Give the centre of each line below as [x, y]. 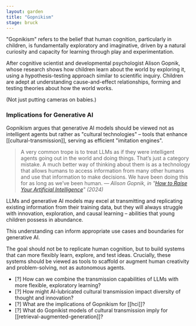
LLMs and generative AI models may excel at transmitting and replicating [94, 200]
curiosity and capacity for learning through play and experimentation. [90, 52]
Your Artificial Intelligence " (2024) [62, 189]
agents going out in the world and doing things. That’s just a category [105, 158]
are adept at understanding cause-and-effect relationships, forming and [94, 82]
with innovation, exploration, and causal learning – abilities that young [90, 213]
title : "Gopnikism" [30, 17]
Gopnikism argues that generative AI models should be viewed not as [90, 128]
